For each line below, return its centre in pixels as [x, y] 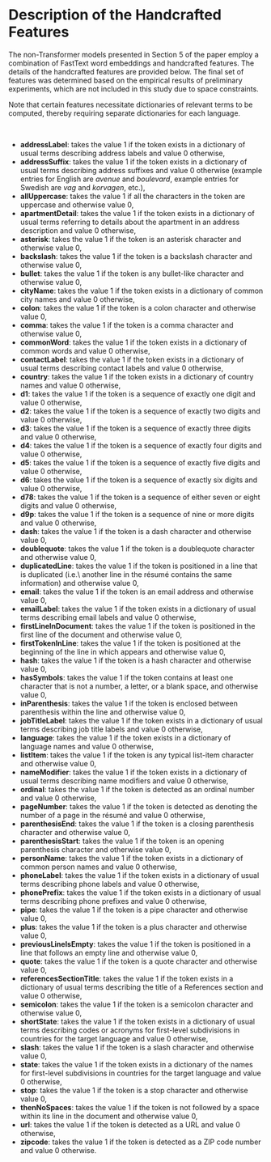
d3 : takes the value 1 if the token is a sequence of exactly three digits [135, 428]
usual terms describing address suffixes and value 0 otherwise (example [141, 170]
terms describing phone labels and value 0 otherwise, [110, 884]
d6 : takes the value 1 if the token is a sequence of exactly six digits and [139, 480]
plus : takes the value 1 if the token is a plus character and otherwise [133, 927]
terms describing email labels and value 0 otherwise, [108, 617]
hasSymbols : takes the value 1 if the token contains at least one [127, 677]
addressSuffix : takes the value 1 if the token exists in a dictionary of [133, 161]
